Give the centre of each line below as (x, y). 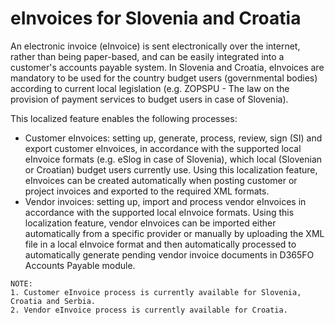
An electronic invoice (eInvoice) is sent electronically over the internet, (155, 46)
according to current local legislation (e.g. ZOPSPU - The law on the (150, 88)
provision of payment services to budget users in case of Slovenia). (149, 99)
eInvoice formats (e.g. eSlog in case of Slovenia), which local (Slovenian (173, 159)
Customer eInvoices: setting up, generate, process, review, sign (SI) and (173, 138)
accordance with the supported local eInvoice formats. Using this (159, 212)
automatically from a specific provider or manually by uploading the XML (174, 233)
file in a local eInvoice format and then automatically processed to (160, 244)
